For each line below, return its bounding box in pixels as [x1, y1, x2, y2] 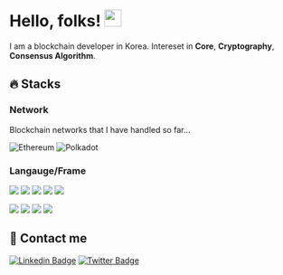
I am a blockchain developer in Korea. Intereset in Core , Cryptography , [9, 41, 275, 52]
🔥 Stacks [9, 77, 61, 92]
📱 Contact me [9, 231, 88, 246]
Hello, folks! [9, 11, 101, 32]
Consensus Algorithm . [9, 50, 97, 61]
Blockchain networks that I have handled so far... [9, 124, 192, 135]
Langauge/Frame [9, 164, 87, 176]
